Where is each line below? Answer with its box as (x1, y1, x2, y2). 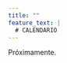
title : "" (8, 11, 41, 20)
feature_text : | (8, 19, 61, 27)
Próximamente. (8, 48, 57, 57)
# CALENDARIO (15, 26, 58, 34)
